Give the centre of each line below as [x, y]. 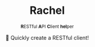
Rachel [47, 11]
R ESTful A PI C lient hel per [47, 27]
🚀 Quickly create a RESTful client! [47, 37]
